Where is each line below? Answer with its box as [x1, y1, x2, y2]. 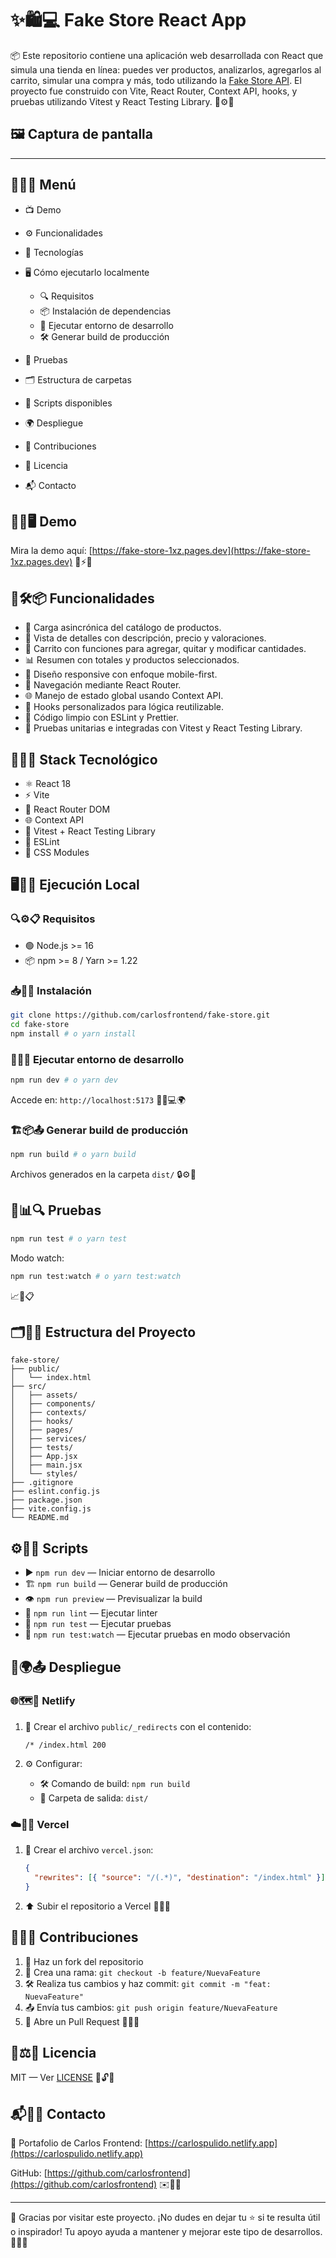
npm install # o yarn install [10, 1028, 137, 1039]
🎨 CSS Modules [24, 847, 90, 858]
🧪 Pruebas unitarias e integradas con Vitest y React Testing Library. [24, 722, 303, 734]
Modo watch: [10, 1252, 65, 1264]
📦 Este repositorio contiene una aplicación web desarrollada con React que [10, 49, 324, 61]
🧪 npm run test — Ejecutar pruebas [24, 1618, 172, 1630]
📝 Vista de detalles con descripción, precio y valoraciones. [24, 632, 267, 644]
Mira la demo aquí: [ [10, 545, 93, 557]
